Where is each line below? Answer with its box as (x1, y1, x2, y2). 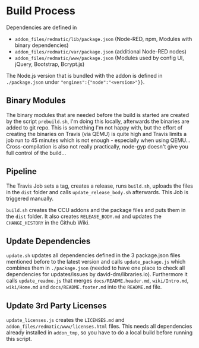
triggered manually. (6, 195, 54, 202)
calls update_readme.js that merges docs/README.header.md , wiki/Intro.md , (6, 277, 189, 284)
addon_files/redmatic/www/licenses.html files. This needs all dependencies (6, 322, 192, 330)
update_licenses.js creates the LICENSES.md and (6, 317, 125, 324)
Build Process (6, 4, 75, 18)
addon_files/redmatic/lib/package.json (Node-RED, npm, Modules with (14, 35, 192, 42)
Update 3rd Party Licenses (6, 300, 107, 311)
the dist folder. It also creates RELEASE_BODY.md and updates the (6, 213, 162, 220)
